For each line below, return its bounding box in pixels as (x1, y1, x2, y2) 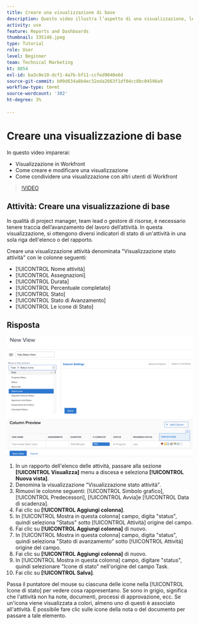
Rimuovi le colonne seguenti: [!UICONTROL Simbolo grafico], (15, 488, 164, 495)
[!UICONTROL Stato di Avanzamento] (15, 296, 106, 304)
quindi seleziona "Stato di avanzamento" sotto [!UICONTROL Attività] (15, 538, 184, 545)
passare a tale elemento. (6, 612, 67, 619)
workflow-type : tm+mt (6, 85, 60, 90)
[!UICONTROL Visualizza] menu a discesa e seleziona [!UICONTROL (15, 469, 184, 476)
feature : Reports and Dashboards (6, 28, 89, 34)
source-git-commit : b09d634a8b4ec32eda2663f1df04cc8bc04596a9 (6, 78, 163, 84)
